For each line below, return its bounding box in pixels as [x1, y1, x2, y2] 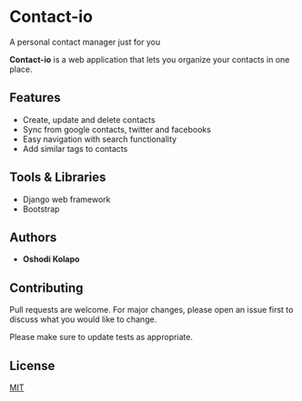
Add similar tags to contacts [22, 143, 128, 154]
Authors [9, 229, 57, 245]
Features [9, 90, 61, 105]
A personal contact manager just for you [9, 36, 161, 47]
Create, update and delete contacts [22, 114, 156, 125]
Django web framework [22, 194, 111, 205]
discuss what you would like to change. [9, 314, 157, 325]
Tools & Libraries [9, 170, 106, 185]
